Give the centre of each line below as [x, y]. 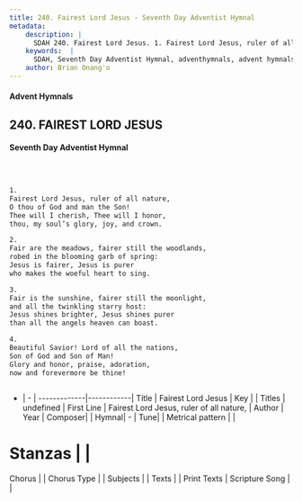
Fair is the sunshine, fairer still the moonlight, [108, 298]
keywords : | [50, 51]
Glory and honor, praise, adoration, [80, 364]
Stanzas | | [50, 453]
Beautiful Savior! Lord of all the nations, [94, 348]
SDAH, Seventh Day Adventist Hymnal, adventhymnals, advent [148, 59]
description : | [54, 34]
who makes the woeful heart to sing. [80, 273]
